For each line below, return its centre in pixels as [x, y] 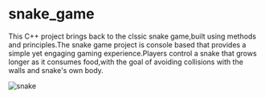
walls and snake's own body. [56, 70]
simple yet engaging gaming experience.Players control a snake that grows [132, 53]
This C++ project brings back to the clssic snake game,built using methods [132, 36]
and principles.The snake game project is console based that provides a [127, 44]
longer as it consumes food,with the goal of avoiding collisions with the [126, 62]
